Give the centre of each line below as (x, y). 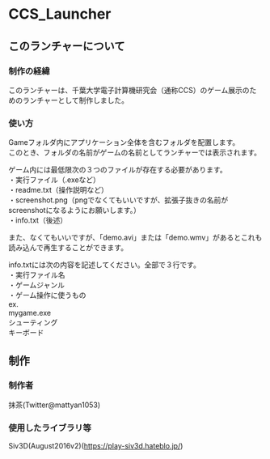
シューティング (33, 323)
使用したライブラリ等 (50, 427)
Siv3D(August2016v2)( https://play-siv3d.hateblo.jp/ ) (96, 446)
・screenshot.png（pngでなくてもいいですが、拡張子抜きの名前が (118, 200)
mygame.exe (30, 313)
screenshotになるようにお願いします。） (75, 210)
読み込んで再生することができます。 (68, 248)
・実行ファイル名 (37, 275)
